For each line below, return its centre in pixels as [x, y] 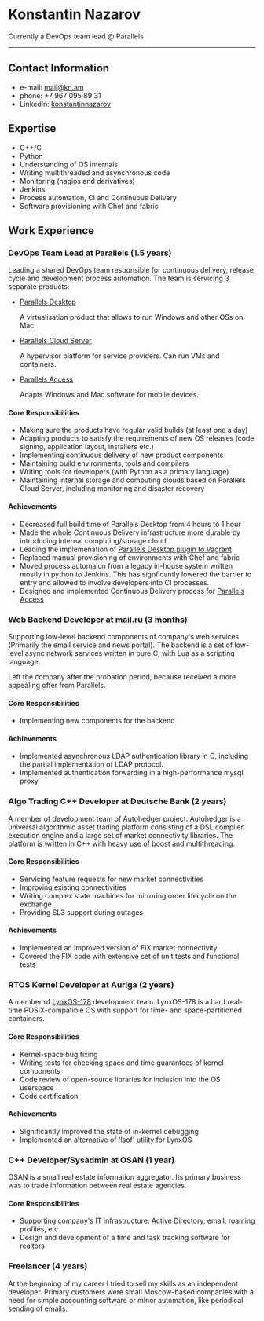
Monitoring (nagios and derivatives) [77, 181]
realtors [32, 1246]
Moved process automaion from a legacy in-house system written [126, 565]
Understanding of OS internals [69, 164]
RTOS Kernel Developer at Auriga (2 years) [91, 985]
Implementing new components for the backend [97, 721]
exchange [36, 904]
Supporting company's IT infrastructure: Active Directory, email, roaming [137, 1221]
